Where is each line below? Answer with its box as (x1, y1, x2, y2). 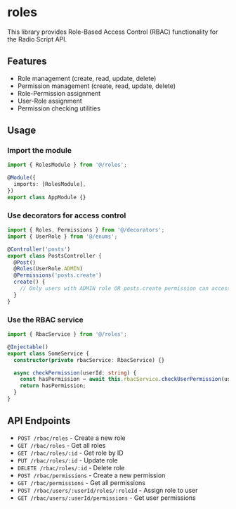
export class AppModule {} (7, 194, 86, 201)
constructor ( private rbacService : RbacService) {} (13, 356, 165, 363)
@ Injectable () (7, 343, 49, 351)
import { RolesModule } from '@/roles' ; (7, 161, 128, 169)
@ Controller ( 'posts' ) (7, 246, 71, 253)
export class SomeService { (7, 350, 90, 357)
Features (7, 56, 47, 68)
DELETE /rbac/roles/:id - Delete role (17, 463, 125, 472)
